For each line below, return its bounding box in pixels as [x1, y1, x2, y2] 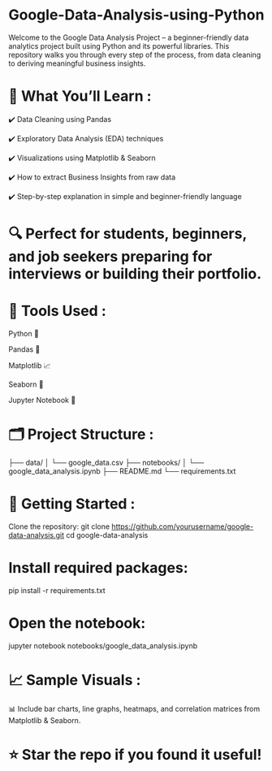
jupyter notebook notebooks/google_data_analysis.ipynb [8, 640, 198, 651]
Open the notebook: [8, 614, 146, 632]
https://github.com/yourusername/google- [111, 522, 254, 531]
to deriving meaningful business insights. [8, 58, 146, 68]
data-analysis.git [8, 530, 65, 539]
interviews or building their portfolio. [8, 265, 262, 284]
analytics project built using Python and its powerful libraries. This [8, 41, 230, 50]
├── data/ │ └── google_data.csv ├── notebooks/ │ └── [8, 457, 205, 467]
